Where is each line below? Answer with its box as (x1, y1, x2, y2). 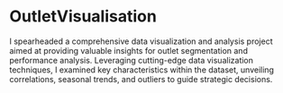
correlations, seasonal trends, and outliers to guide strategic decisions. (9, 73, 273, 84)
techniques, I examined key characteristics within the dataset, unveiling (9, 64, 275, 75)
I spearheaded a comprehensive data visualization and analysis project (9, 36, 273, 46)
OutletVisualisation (9, 6, 158, 27)
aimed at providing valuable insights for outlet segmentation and (9, 45, 248, 55)
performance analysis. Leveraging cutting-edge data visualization (9, 55, 254, 65)
